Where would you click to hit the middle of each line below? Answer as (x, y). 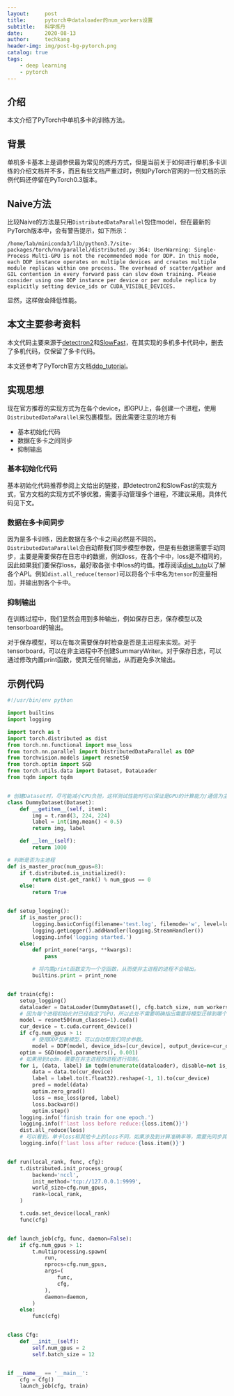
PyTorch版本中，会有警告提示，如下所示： (68, 230)
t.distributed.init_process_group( (71, 1168)
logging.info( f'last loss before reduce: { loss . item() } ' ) (104, 1124)
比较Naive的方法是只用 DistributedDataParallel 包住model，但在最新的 (109, 222)
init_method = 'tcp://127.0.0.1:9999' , (87, 1181)
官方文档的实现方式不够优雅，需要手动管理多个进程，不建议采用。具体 (120, 494)
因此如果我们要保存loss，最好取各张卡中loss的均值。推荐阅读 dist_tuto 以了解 (117, 565)
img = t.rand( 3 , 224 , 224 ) (71, 815)
